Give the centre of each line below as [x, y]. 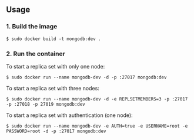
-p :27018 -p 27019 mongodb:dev [46, 104]
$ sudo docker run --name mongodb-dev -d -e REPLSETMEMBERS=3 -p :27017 [97, 99]
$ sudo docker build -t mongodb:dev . [53, 39]
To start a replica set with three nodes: [53, 88]
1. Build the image [32, 27]
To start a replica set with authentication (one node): [70, 115]
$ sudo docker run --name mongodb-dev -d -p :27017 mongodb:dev [86, 77]
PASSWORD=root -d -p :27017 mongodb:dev [56, 131]
